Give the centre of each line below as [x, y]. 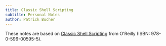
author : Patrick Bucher [30, 19]
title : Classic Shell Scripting [39, 10]
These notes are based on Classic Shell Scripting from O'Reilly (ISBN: [78, 34]
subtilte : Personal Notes [32, 15]
